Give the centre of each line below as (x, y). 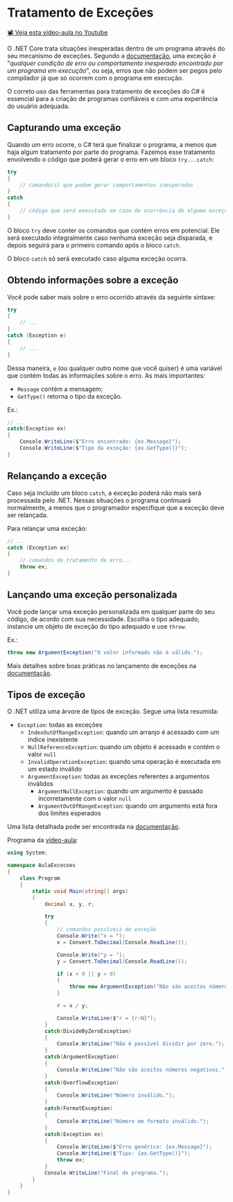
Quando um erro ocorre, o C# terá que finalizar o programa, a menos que (112, 144)
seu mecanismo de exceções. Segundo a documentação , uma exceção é (112, 55)
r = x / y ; (72, 1006)
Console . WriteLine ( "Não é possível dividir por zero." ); (141, 1044)
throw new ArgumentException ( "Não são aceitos (138, 987)
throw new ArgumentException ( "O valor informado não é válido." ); (105, 652)
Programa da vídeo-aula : (43, 840)
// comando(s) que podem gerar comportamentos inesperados (107, 185)
